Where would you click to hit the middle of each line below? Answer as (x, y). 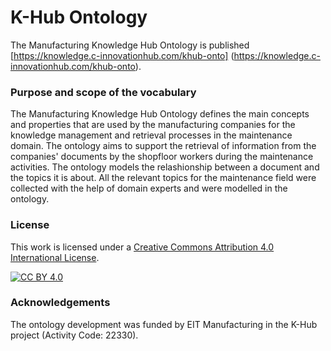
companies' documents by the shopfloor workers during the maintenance (162, 157)
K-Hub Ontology (79, 17)
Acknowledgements (60, 303)
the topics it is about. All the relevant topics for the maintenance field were (163, 178)
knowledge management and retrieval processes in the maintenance (151, 135)
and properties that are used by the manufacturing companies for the (153, 125)
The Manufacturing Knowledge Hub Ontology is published (130, 45)
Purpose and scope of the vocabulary (103, 92)
